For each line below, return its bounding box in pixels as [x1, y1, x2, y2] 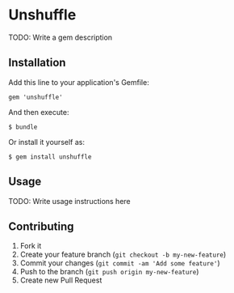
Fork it [19, 241, 42, 251]
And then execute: [8, 107, 69, 117]
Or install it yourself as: [8, 137, 85, 146]
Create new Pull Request [19, 275, 102, 285]
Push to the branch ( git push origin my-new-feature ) [19, 267, 199, 277]
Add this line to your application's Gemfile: [8, 77, 149, 87]
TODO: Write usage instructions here [8, 196, 131, 206]
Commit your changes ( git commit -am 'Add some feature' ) [19, 258, 220, 268]
